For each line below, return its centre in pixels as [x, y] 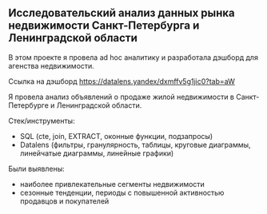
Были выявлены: [37, 168]
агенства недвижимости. [51, 65]
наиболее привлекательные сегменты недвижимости [112, 184]
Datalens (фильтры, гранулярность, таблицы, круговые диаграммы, [135, 145]
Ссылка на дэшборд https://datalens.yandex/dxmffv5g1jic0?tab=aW [122, 81]
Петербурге [29, 105]
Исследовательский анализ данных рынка [122, 13]
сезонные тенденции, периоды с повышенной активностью [122, 192]
